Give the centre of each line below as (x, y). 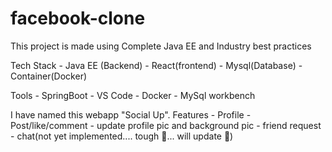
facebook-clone (78, 18)
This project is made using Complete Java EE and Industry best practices (161, 46)
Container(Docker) (49, 76)
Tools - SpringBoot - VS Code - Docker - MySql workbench (133, 95)
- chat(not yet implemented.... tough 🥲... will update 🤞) (122, 136)
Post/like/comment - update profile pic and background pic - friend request (166, 125)
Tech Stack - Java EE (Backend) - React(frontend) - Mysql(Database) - (156, 65)
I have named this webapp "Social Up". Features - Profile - (131, 114)
